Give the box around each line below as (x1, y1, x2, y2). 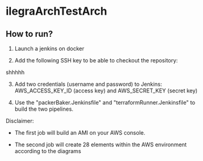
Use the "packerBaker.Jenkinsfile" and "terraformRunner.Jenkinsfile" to (14, 99, 196, 106)
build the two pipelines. (14, 105, 74, 113)
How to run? (6, 29, 53, 39)
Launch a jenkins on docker (14, 45, 85, 52)
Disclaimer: (6, 118, 34, 124)
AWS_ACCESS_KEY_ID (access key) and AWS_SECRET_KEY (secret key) (14, 87, 198, 94)
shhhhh (6, 69, 25, 76)
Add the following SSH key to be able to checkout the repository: (14, 57, 178, 64)
